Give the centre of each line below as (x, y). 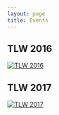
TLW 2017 (29, 87)
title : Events (28, 20)
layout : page (26, 14)
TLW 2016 (30, 49)
